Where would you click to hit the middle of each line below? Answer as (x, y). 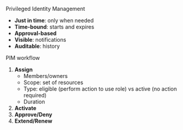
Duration (34, 102)
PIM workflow (23, 58)
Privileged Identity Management (45, 9)
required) (35, 95)
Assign (24, 70)
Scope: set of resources (53, 82)
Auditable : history (37, 46)
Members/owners (45, 76)
